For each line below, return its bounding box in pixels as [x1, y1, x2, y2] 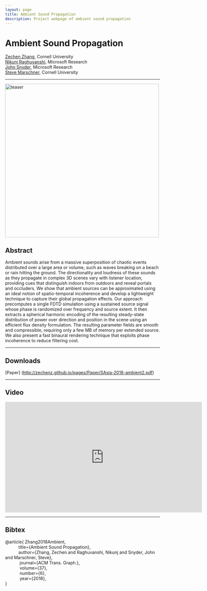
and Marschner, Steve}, [5, 554, 53, 561]
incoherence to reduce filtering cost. [5, 338, 79, 344]
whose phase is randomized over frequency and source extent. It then [5, 306, 148, 312]
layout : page [5, 7, 32, 12]
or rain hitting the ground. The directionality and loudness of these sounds [5, 270, 156, 276]
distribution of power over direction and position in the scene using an [5, 317, 148, 323]
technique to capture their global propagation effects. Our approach [5, 296, 143, 302]
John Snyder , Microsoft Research [5, 64, 73, 70]
